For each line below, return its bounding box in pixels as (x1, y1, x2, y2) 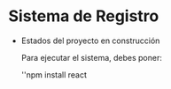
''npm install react (20, 69, 88, 80)
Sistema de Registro (8, 6, 159, 26)
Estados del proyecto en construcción (20, 35, 160, 46)
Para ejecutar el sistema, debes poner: (20, 52, 163, 63)
